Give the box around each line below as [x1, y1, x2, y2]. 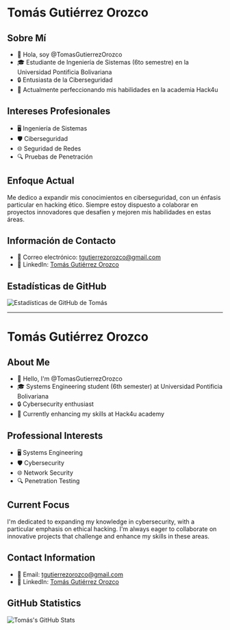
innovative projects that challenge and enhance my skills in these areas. [7, 532, 210, 540]
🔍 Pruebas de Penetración [16, 153, 93, 161]
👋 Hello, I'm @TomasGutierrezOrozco [16, 374, 123, 383]
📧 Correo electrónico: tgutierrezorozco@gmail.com [16, 253, 162, 262]
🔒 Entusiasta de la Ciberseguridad [16, 76, 113, 84]
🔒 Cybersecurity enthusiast [16, 400, 94, 408]
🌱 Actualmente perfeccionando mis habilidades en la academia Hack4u [16, 86, 218, 93]
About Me [7, 356, 50, 368]
